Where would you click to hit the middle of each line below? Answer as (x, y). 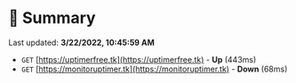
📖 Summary (52, 18)
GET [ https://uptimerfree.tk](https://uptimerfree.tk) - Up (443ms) (139, 59)
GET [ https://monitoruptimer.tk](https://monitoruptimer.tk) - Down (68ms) (154, 69)
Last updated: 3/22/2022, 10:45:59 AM (81, 42)
